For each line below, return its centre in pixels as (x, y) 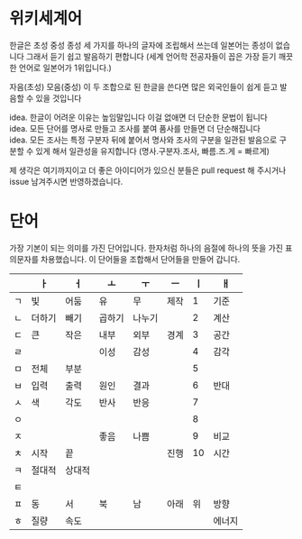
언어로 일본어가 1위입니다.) (65, 68)
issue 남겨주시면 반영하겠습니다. (66, 181)
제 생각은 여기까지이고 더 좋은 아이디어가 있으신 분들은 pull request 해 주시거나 (148, 170)
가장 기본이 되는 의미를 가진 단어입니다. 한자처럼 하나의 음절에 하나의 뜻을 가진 (146, 248)
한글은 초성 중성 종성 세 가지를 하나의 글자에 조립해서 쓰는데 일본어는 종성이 (142, 45)
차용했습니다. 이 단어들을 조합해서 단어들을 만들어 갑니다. (140, 259)
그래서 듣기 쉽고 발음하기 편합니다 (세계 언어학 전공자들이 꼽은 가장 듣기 (151, 56)
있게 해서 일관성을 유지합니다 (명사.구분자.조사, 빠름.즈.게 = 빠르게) (153, 151)
